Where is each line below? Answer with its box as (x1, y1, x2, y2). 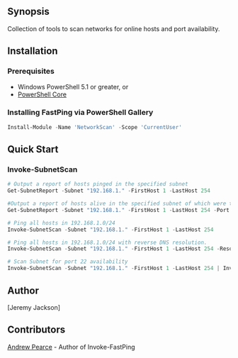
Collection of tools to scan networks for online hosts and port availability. (7, 24, 220, 33)
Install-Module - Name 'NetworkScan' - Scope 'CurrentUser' (7, 123, 182, 130)
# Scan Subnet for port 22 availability (7, 258, 129, 265)
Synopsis (7, 6, 50, 18)
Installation (7, 45, 58, 57)
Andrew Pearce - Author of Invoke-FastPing (7, 342, 136, 351)
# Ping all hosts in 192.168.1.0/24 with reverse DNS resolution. (7, 239, 208, 246)
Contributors (7, 324, 66, 336)
